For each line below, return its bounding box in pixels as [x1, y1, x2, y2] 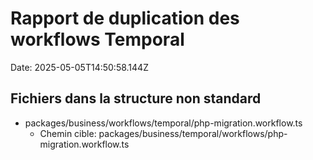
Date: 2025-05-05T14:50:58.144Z [10, 61, 149, 73]
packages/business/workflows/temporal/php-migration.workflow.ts [24, 117, 303, 129]
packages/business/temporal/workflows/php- [98, 127, 288, 139]
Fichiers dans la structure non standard [10, 90, 262, 107]
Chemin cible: [39, 127, 97, 139]
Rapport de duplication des [10, 7, 240, 30]
